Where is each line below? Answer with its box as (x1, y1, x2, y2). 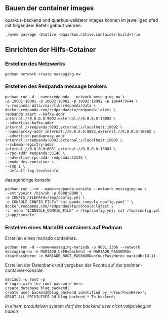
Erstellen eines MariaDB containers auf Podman (5, 224, 123, 231)
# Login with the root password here (5, 281, 83, 287)
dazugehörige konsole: (5, 177, 52, 183)
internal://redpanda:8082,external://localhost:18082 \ (5, 137, 123, 143)
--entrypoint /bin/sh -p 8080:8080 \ (5, 191, 83, 195)
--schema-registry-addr (5, 142, 54, 147)
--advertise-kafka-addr (5, 120, 54, 126)
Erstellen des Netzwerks (5, 61, 65, 67)
